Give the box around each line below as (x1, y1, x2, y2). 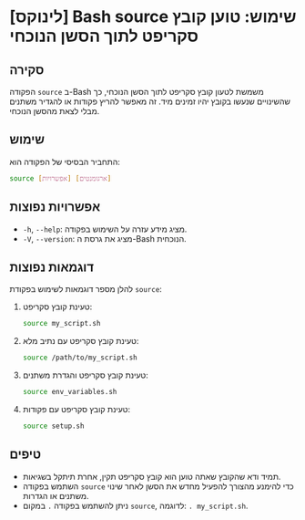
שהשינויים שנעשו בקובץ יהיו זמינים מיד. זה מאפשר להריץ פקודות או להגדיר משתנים (9, 96, 291, 107)
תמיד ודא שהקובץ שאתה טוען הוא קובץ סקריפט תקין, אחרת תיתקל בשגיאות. (22, 471, 281, 482)
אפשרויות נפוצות (9, 199, 101, 215)
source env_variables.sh (22, 388, 117, 397)
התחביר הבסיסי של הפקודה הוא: (9, 156, 121, 167)
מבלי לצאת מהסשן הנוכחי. (9, 106, 100, 116)
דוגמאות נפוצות (9, 259, 94, 275)
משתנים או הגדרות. (22, 490, 89, 501)
